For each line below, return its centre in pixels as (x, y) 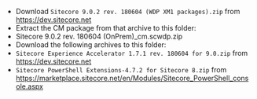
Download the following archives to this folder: (91, 45)
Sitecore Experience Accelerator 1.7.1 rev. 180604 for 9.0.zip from (132, 53)
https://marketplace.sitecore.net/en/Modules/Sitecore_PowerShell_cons (132, 78)
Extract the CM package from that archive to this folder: (106, 28)
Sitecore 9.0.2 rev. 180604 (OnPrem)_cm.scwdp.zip (99, 36)
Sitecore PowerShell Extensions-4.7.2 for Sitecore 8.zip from (121, 70)
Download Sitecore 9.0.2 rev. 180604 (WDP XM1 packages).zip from (128, 11)
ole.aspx (29, 86)
